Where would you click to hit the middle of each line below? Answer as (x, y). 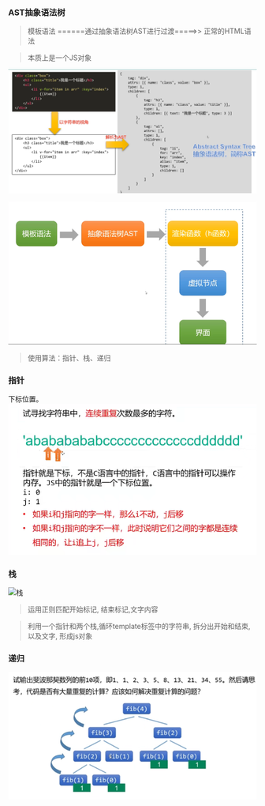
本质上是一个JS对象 (60, 58)
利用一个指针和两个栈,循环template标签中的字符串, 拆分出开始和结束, (139, 627)
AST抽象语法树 (37, 12)
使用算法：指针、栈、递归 (69, 358)
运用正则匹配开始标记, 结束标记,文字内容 (93, 609)
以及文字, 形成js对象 (60, 636)
